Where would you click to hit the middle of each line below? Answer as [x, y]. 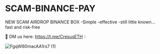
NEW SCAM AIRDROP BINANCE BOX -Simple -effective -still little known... [80, 22]
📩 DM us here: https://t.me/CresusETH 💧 [45, 36]
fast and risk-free [23, 27]
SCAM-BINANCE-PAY [50, 9]
